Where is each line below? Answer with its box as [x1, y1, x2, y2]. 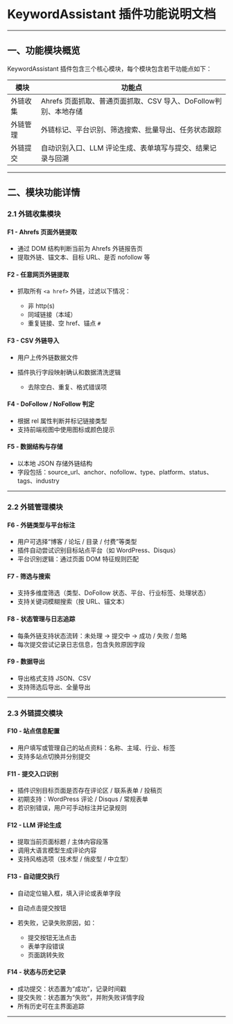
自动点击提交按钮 [17, 904, 67, 912]
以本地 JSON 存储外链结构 [17, 459, 92, 468]
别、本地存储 [40, 106, 83, 116]
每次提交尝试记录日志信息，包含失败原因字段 [17, 640, 146, 648]
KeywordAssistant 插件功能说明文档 [7, 6, 216, 22]
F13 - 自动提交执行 [7, 872, 60, 880]
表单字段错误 [27, 942, 64, 950]
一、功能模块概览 [7, 44, 80, 56]
